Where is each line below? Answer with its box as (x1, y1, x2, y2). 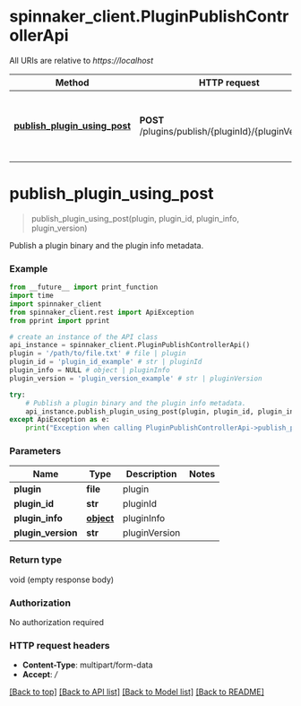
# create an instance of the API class (9, 332, 159, 342)
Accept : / (21, 669, 58, 680)
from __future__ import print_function (9, 283, 159, 292)
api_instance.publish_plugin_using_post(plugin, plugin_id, (25, 406, 254, 416)
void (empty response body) (9, 574, 115, 585)
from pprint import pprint (9, 316, 110, 325)
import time (9, 292, 54, 301)
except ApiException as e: (9, 415, 110, 424)
